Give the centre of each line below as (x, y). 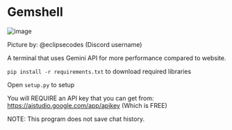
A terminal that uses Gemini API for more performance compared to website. (117, 58)
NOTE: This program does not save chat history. (76, 119)
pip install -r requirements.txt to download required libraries (99, 71)
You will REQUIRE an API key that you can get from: (81, 98)
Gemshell (35, 12)
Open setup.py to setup (41, 84)
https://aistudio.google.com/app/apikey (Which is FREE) (88, 105)
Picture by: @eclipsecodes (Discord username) (75, 44)
